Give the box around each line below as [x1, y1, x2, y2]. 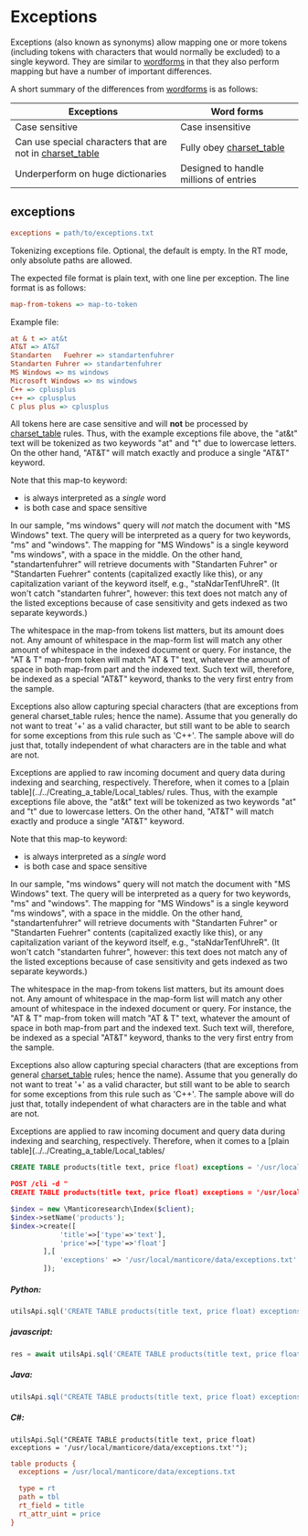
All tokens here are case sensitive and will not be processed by [10, 418, 249, 429]
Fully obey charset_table [180, 141, 285, 154]
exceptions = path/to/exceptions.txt [10, 228, 154, 238]
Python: [10, 1284, 42, 1295]
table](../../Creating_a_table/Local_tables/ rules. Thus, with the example [10, 787, 278, 798]
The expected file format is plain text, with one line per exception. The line [10, 272, 290, 283]
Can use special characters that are [15, 135, 167, 148]
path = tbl [18, 1492, 60, 1502]
